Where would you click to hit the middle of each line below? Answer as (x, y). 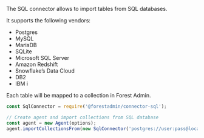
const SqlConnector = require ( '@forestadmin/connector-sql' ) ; (87, 107)
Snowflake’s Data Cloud (45, 71)
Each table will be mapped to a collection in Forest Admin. (79, 95)
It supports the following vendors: (49, 20)
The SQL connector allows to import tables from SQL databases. (87, 9)
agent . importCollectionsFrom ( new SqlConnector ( (68, 129)
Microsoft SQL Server (42, 58)
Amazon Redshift (36, 64)
